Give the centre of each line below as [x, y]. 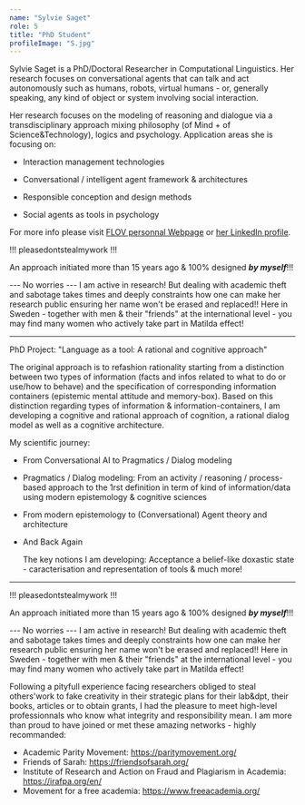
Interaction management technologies [93, 162]
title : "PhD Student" [50, 34]
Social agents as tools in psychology [91, 215]
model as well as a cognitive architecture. [87, 425]
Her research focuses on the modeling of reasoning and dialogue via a [141, 115]
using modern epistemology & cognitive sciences [114, 497]
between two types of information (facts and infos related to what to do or [148, 377]
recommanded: [38, 735]
